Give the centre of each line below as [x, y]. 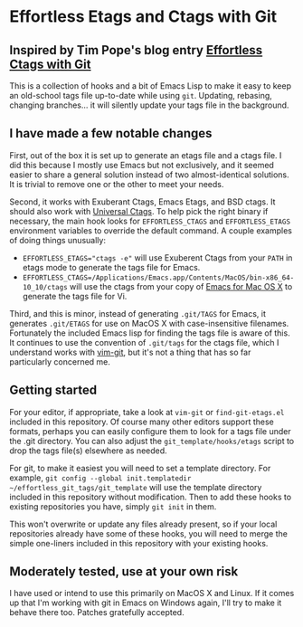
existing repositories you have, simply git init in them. [113, 506]
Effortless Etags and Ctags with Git [143, 17]
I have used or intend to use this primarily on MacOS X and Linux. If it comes [152, 594]
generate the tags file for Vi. [75, 296]
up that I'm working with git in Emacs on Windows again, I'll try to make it [146, 603]
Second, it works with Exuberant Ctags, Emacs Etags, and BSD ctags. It [142, 202]
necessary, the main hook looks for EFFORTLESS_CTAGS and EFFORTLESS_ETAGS [150, 221]
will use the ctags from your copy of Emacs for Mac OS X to [181, 286]
